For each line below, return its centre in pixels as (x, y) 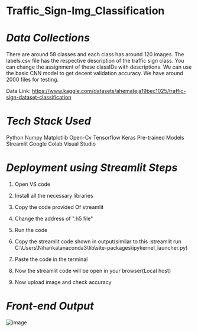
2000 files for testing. (33, 80)
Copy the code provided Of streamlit (59, 207)
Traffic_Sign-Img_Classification (85, 11)
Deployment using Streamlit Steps (92, 168)
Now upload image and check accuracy (63, 282)
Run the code (31, 230)
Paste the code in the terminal (51, 259)
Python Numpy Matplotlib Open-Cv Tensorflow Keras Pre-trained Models (95, 138)
